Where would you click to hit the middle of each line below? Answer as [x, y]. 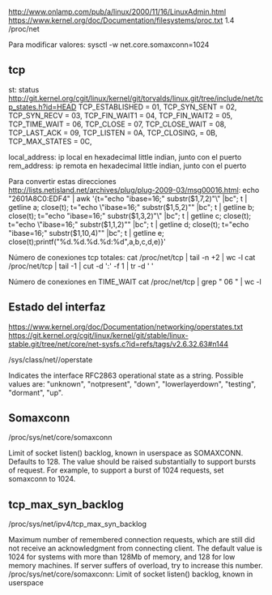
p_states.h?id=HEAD [42, 107]
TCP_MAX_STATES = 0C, [50, 141]
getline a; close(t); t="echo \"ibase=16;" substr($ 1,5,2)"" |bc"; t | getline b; [132, 207]
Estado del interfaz [57, 307]
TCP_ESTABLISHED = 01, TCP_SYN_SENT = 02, [157, 107]
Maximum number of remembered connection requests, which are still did [132, 540]
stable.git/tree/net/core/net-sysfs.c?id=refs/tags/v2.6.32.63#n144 [119, 344]
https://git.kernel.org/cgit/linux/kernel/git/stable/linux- [98, 335]
